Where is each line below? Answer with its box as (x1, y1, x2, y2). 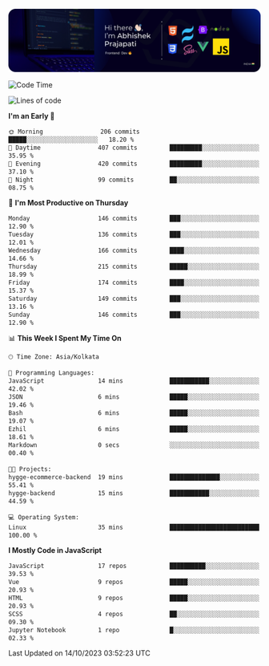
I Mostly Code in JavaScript (8, 546, 102, 554)
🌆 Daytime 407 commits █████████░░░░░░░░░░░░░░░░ (8, 144, 260, 152)
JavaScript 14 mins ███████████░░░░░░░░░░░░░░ (8, 377, 260, 385)
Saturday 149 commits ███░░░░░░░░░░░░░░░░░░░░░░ (8, 294, 260, 303)
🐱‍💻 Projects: (8, 465, 52, 473)
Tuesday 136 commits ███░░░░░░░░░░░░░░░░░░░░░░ (8, 230, 260, 238)
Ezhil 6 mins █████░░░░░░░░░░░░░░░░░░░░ (8, 425, 260, 433)
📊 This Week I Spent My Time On (8, 334, 122, 343)
